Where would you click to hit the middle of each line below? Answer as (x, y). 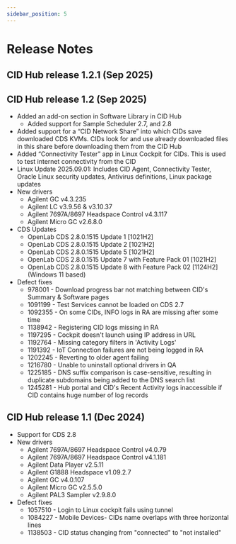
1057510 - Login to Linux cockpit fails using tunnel (100, 510)
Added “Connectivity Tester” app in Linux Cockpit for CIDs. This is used (122, 154)
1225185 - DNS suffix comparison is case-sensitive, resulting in (119, 372)
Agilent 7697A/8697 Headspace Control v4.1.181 (97, 457)
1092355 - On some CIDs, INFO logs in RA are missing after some (123, 312)
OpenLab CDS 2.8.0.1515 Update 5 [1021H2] (91, 252)
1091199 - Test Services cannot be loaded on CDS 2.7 (106, 305)
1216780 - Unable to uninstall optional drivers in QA (102, 365)
